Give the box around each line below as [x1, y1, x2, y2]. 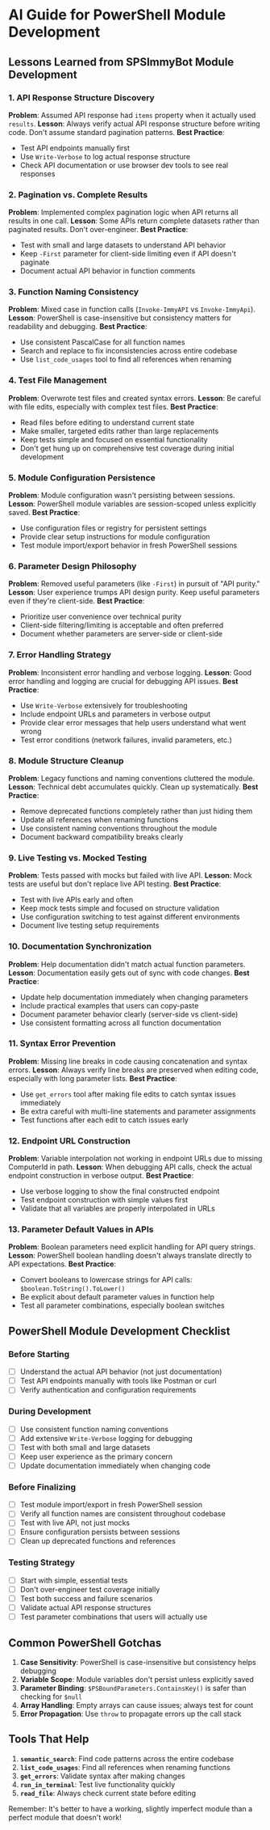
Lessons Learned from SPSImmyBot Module [8, 55, 235, 69]
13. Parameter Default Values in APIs [8, 1224, 154, 1235]
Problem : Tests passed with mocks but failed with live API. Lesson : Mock [8, 871, 252, 881]
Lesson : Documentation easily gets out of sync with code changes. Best [8, 968, 250, 978]
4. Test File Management [8, 374, 107, 386]
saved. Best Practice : [8, 508, 81, 518]
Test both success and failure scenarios [19, 1593, 153, 1603]
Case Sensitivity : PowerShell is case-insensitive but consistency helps [19, 1657, 256, 1667]
